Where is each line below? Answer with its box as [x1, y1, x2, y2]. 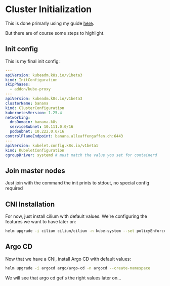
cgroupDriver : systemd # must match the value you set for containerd [5, 153, 157, 158]
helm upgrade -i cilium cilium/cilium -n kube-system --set [5, 228, 135, 233]
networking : [5, 115, 30, 120]
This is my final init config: [5, 58, 60, 64]
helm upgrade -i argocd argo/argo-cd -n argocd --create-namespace [5, 265, 151, 271]
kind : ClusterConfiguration [5, 105, 65, 111]
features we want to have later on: [5, 219, 76, 224]
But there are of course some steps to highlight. [5, 30, 105, 36]
